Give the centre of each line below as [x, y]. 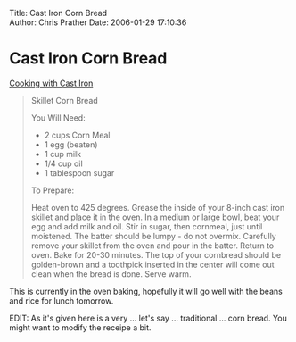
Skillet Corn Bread [64, 100]
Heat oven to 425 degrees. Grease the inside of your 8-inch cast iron [158, 207]
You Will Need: [58, 117]
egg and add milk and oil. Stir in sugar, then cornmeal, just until [147, 226]
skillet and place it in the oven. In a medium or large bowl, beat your [155, 217]
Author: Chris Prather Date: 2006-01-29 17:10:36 [98, 22]
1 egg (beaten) [71, 144]
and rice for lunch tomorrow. [62, 300]
